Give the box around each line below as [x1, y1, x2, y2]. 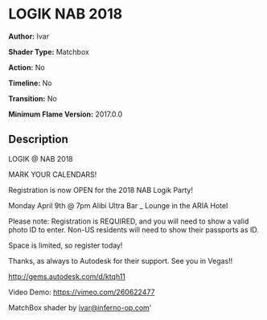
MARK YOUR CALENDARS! [8, 170, 97, 179]
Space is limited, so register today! [8, 240, 123, 250]
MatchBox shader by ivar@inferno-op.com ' [8, 302, 152, 312]
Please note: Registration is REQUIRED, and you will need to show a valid [8, 216, 249, 226]
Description [8, 133, 68, 146]
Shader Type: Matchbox [8, 47, 90, 56]
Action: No [8, 62, 46, 72]
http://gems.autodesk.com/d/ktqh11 [8, 271, 126, 281]
